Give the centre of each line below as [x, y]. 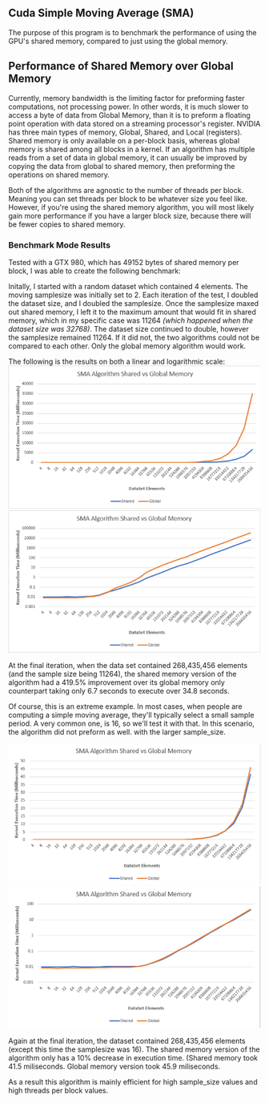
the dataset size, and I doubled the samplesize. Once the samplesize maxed [133, 303]
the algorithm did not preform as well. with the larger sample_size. [117, 731]
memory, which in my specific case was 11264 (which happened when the [131, 320]
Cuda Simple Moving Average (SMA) [101, 13]
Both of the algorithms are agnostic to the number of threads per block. [126, 190]
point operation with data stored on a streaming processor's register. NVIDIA [134, 123]
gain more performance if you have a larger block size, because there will [130, 215]
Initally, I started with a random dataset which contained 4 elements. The [128, 286]
